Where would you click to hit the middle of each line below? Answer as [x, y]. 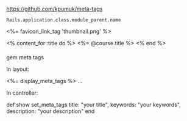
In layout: [18, 69]
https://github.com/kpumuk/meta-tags [55, 9]
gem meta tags [25, 57]
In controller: [22, 93]
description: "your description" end [51, 111]
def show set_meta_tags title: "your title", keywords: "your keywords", [94, 105]
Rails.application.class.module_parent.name [64, 20]
